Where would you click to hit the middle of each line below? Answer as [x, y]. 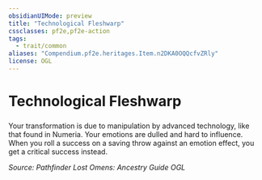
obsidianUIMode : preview [50, 16]
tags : [17, 39]
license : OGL [30, 62]
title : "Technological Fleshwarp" [67, 24]
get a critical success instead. [58, 152]
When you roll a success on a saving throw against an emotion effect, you [131, 143]
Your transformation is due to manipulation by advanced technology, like [129, 126]
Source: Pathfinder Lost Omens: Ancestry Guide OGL [97, 167]
